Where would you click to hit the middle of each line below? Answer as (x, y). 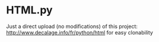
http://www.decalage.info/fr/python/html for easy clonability (79, 32)
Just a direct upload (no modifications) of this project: (72, 26)
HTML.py (29, 10)
